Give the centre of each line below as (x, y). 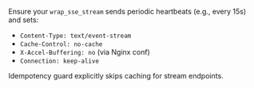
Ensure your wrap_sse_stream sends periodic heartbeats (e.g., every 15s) (127, 11)
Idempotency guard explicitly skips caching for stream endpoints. (116, 76)
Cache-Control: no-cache (61, 44)
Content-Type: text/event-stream (75, 36)
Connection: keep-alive (60, 61)
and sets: (24, 20)
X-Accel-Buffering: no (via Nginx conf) (85, 52)
